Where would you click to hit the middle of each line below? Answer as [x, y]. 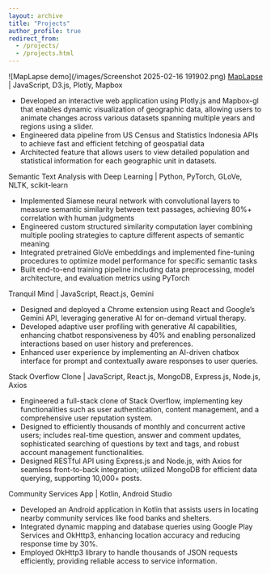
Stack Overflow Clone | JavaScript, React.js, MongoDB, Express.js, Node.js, [135, 376]
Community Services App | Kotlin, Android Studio [90, 494]
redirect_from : [34, 38]
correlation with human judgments [77, 218]
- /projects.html [45, 53]
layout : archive [36, 16]
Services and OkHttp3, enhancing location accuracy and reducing [130, 535]
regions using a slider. [57, 127]
